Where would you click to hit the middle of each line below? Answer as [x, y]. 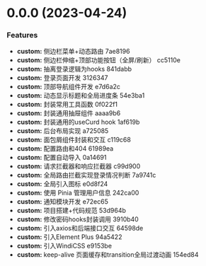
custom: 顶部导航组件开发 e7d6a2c [69, 87]
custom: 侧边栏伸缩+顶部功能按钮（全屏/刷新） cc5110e [99, 60]
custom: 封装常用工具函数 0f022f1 [67, 105]
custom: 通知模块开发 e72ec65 [63, 202]
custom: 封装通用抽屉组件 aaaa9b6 [69, 113]
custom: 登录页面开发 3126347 [62, 78]
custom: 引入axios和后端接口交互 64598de [80, 229]
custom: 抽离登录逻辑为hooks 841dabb [74, 69]
